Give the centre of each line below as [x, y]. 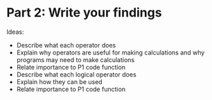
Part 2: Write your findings [84, 13]
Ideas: [15, 32]
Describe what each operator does [66, 45]
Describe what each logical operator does [76, 74]
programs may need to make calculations [76, 59]
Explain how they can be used [59, 81]
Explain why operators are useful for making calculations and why [111, 52]
